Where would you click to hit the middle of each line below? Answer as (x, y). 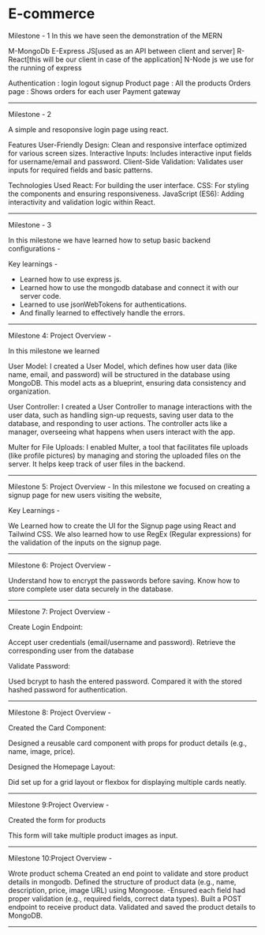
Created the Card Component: (57, 727)
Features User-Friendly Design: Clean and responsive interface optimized (127, 145)
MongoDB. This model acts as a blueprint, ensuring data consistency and (127, 383)
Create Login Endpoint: (45, 627)
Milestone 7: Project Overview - (60, 611)
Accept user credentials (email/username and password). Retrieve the (122, 642)
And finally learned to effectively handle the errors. (102, 312)
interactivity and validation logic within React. (82, 202)
